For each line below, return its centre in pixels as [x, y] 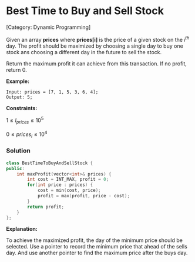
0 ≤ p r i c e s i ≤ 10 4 [27, 134]
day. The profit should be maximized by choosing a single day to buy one [95, 46]
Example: [18, 81]
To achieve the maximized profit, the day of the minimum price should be [95, 240]
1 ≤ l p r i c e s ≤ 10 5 [25, 121]
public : [16, 168]
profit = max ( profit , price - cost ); [84, 196]
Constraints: [22, 108]
